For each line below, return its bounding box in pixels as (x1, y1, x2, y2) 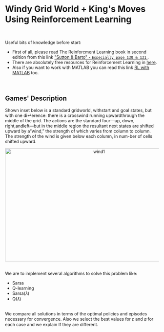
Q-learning (12, 285, 34, 291)
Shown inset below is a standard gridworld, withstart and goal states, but (5, 107, 152, 113)
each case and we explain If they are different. (5, 321, 99, 327)
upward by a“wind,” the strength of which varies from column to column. (5, 128, 151, 134)
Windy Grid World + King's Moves (5, 3, 146, 15)
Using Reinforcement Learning (5, 14, 132, 25)
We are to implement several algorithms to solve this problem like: (5, 270, 138, 276)
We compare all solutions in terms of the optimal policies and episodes (5, 310, 147, 316)
